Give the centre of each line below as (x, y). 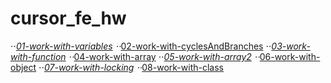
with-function (38, 56)
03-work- (291, 46)
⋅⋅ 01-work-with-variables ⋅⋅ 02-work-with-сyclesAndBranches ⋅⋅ (141, 46)
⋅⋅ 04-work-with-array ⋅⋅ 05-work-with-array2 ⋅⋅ (164, 56)
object (23, 67)
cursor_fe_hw (68, 18)
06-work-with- (290, 56)
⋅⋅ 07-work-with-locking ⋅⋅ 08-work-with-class (131, 67)
